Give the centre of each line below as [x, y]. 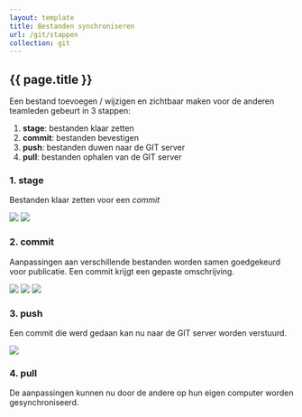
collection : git [40, 43]
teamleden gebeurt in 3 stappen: [70, 111]
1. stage [27, 180]
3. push [26, 313]
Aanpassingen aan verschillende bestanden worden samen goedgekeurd [145, 262]
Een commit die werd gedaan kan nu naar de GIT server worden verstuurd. [148, 333]
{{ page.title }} [51, 79]
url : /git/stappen [44, 34]
